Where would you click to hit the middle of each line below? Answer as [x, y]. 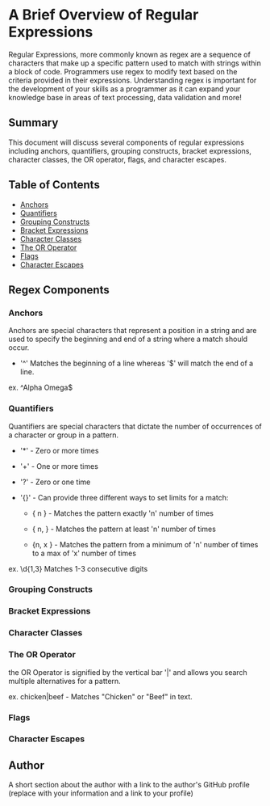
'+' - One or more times [59, 466]
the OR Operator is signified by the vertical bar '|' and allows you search [128, 672]
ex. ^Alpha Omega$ [41, 388]
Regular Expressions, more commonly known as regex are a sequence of [130, 54]
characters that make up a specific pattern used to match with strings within [135, 63]
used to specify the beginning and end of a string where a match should [128, 339]
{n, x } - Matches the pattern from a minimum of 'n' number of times [145, 544]
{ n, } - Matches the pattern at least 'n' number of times [124, 529]
